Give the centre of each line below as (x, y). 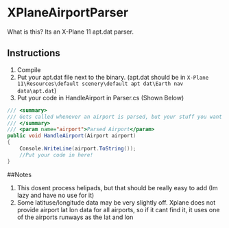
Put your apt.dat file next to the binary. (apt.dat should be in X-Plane (113, 77)
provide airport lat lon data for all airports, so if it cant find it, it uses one (118, 209)
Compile (29, 69)
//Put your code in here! (57, 155)
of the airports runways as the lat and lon (75, 217)
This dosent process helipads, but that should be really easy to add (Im (117, 187)
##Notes (20, 174)
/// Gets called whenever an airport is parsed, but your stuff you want (115, 117)
